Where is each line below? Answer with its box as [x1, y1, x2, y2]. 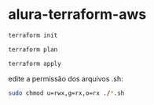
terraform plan [8, 45, 58, 53]
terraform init [8, 31, 58, 39]
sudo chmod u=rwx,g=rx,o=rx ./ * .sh [8, 89, 125, 97]
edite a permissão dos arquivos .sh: [8, 74, 123, 83]
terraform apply [8, 60, 61, 67]
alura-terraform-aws [8, 5, 147, 24]
